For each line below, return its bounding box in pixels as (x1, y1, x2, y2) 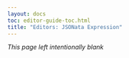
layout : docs (7, 10, 46, 18)
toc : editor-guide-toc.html (7, 17, 91, 24)
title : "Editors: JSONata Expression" (7, 23, 123, 30)
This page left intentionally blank (7, 43, 104, 52)
